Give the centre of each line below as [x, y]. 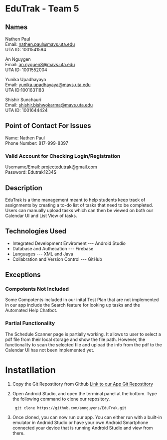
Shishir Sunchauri [23, 100]
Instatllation [30, 370]
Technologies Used [36, 231]
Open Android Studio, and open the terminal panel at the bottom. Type [84, 393]
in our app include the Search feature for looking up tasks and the [73, 305]
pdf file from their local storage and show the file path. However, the [75, 339]
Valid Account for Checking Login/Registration [63, 156]
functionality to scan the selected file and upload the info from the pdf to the [83, 344]
